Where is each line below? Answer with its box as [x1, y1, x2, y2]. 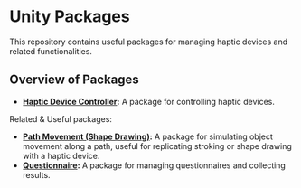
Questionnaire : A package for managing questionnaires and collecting [22, 160, 287, 171]
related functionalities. [9, 45, 93, 56]
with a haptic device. [22, 150, 100, 161]
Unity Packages [9, 6, 130, 27]
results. [22, 169, 52, 180]
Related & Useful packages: [9, 113, 113, 124]
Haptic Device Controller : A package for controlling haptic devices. [22, 96, 276, 107]
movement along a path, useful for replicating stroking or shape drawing [22, 140, 292, 151]
